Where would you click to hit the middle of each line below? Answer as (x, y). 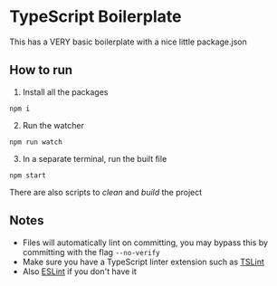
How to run (41, 70)
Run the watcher (53, 125)
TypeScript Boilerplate (96, 17)
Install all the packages (65, 91)
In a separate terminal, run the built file (95, 158)
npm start (28, 175)
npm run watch (36, 142)
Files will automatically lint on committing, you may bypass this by (145, 243)
